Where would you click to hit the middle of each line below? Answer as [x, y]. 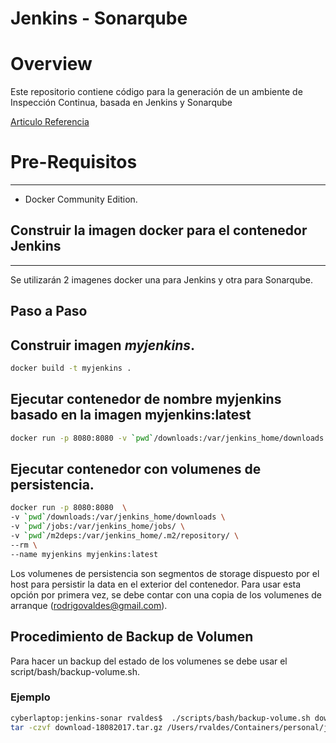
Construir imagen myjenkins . [102, 345]
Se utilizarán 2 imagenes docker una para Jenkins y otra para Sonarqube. [161, 279]
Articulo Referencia [50, 122]
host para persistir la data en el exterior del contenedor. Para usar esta [156, 584]
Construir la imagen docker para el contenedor [159, 230]
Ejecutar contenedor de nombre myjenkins [146, 399]
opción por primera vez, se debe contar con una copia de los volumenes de [166, 594]
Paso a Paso [49, 311]
